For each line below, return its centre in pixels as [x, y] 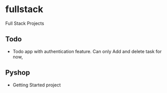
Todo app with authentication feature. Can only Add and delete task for [87, 51]
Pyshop [18, 73]
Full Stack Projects [25, 23]
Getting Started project [37, 85]
